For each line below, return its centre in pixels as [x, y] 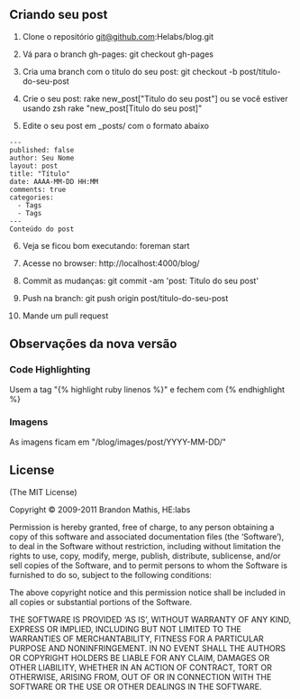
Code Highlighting [50, 370]
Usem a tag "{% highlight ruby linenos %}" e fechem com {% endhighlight [147, 389]
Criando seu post [59, 15]
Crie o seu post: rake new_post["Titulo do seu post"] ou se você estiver [155, 98]
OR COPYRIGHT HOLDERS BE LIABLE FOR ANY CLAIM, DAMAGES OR [140, 658]
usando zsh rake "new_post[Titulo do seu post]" [112, 108]
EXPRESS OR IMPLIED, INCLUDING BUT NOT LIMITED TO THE [125, 629]
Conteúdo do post [42, 229]
